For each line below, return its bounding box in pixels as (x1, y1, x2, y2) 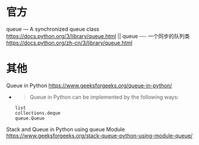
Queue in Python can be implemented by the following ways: (29, 93, 179, 100)
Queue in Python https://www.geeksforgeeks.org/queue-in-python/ (6, 81, 172, 89)
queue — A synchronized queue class (6, 25, 99, 33)
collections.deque (14, 110, 61, 116)
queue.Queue (14, 115, 45, 121)
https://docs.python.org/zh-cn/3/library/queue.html (6, 39, 133, 46)
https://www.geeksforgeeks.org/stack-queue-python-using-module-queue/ (6, 132, 193, 139)
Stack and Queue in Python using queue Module (6, 125, 125, 133)
